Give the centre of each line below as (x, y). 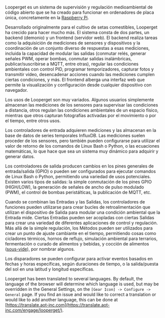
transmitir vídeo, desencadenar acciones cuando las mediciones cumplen (80, 74)
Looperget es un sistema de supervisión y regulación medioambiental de (79, 7)
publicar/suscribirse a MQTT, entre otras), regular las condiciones (72, 64)
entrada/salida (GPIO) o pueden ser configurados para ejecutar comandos (81, 171)
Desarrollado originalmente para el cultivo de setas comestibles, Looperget (81, 27)
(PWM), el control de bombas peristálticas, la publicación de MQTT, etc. (78, 192)
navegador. (16, 90)
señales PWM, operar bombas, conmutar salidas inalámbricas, (68, 59)
